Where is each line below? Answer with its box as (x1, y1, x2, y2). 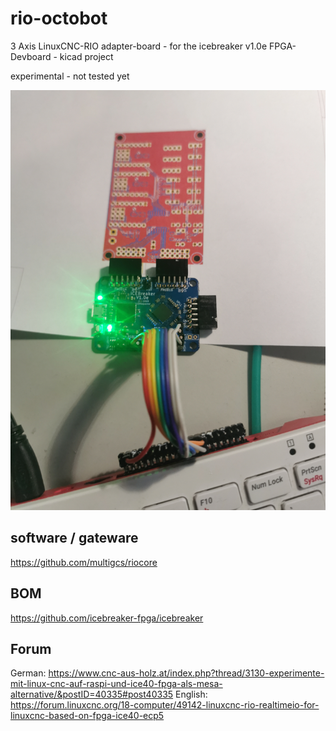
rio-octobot (10, 7, 108, 30)
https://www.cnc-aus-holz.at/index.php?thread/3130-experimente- (48, 667, 325, 679)
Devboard (10, 50, 52, 62)
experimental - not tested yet (10, 70, 130, 82)
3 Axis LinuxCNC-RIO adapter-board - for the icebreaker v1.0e (10, 40, 268, 52)
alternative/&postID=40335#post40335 (10, 688, 174, 701)
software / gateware (10, 530, 139, 547)
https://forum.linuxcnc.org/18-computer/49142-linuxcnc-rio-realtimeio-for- (10, 699, 320, 711)
